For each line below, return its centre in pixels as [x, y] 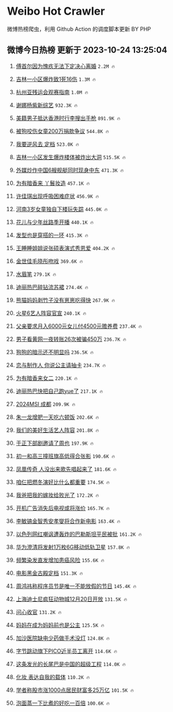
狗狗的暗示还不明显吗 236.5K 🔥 [55, 352]
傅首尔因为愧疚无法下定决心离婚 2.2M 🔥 [65, 66]
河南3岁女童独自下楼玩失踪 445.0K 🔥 [62, 209]
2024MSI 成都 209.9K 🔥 [46, 404]
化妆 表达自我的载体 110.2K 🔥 [53, 677]
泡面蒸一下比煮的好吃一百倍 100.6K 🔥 [63, 703]
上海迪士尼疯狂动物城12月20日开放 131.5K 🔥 [72, 599]
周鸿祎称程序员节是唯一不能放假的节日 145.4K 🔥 [76, 586]
